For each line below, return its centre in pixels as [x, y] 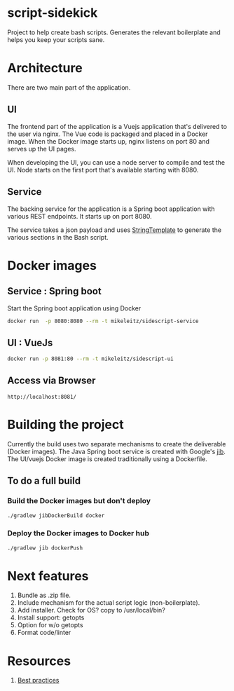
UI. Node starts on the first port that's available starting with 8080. [103, 170]
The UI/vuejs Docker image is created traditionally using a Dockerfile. [108, 459]
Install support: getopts [51, 617]
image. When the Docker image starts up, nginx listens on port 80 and [109, 141]
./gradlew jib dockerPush [45, 548]
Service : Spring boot [54, 291]
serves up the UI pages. [42, 149]
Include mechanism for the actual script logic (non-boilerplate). [109, 603]
